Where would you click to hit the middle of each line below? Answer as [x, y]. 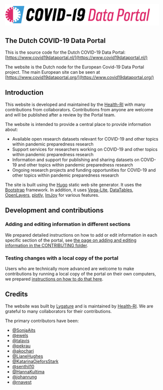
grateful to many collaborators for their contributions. [59, 311]
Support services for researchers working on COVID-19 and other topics [85, 149]
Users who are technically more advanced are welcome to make [70, 268]
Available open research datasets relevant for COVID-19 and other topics [85, 139]
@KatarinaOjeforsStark [35, 361]
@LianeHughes [28, 356]
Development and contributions [54, 211]
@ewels [20, 335]
